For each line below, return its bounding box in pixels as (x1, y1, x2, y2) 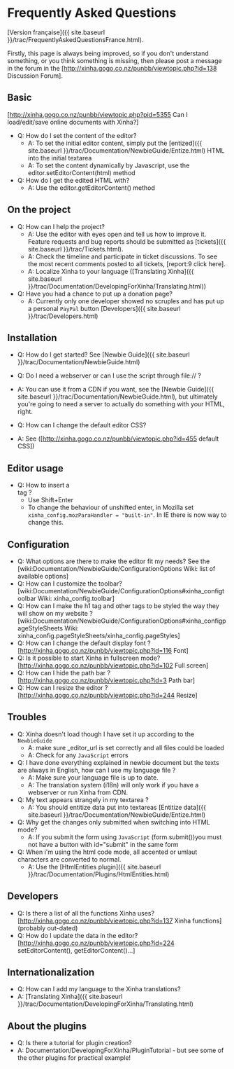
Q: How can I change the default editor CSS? (17, 421, 147, 429)
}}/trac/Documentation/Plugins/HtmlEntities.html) (27, 870, 170, 878)
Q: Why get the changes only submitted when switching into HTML (17, 818, 211, 826)
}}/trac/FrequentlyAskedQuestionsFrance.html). (7, 35, 144, 43)
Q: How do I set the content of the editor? (17, 131, 137, 139)
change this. (27, 518, 64, 527)
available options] (17, 572, 68, 580)
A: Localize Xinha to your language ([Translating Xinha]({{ (27, 267, 194, 275)
